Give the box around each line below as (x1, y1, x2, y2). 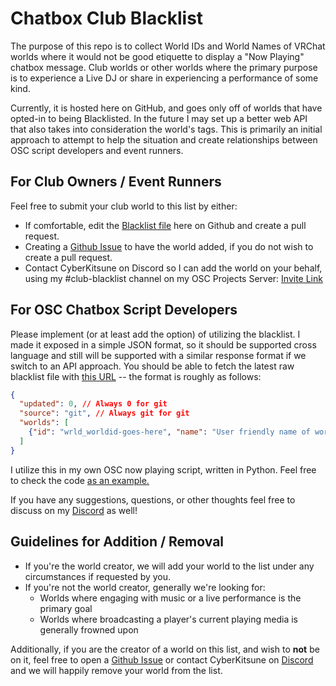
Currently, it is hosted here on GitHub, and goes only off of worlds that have (10, 102, 323, 114)
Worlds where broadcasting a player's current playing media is (39, 613, 298, 625)
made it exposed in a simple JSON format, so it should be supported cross (10, 338, 317, 351)
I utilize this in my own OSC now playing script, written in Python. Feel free (10, 463, 317, 476)
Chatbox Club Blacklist (10, 7, 204, 30)
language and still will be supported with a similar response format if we (10, 349, 307, 361)
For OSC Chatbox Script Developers (10, 302, 238, 319)
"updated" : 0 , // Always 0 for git (19, 399, 168, 409)
